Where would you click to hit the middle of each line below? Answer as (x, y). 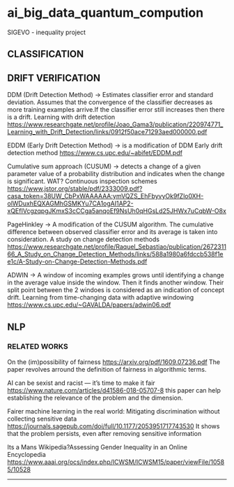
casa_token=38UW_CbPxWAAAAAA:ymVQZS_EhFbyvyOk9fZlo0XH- (106, 196)
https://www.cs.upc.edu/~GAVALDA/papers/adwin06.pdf (89, 305)
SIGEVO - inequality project (46, 32)
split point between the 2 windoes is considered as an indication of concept (116, 290)
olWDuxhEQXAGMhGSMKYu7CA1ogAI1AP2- (70, 203)
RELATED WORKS (38, 347)
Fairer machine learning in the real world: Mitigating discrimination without (114, 411)
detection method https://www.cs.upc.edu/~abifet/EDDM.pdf (95, 153)
